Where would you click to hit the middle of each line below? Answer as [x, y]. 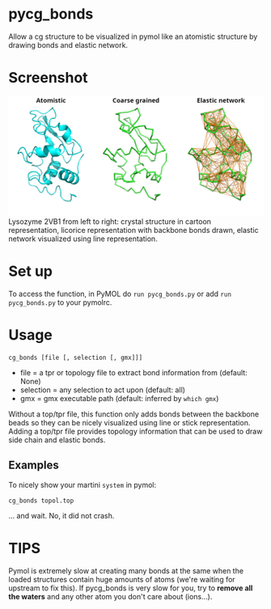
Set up [30, 271]
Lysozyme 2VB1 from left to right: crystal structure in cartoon [110, 222]
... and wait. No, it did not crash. [61, 515]
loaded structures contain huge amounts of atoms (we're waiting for [122, 579]
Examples [34, 465]
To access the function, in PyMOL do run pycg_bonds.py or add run [120, 294]
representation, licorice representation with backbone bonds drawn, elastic [133, 230]
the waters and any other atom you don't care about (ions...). [110, 596]
